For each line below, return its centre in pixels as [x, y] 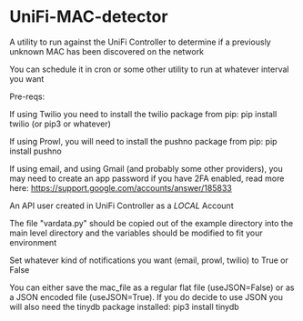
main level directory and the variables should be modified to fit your [136, 233]
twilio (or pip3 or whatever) [61, 124]
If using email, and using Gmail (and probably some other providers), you [146, 168]
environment [33, 242]
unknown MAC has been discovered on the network [107, 51]
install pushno [35, 151]
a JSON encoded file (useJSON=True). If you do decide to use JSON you [146, 296]
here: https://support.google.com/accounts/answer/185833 [121, 187]
